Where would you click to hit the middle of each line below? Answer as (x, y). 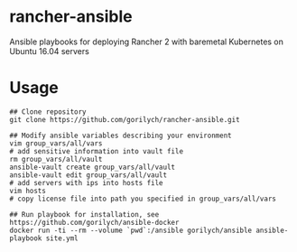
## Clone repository (48, 112)
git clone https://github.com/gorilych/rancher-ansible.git (125, 119)
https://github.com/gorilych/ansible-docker (94, 222)
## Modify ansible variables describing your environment (121, 135)
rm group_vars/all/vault (56, 159)
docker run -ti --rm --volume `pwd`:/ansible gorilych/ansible (131, 230)
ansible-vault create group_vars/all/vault (93, 167)
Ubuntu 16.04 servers (50, 51)
